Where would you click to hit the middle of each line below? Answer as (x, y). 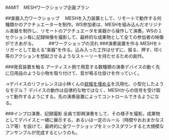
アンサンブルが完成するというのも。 (43, 132)
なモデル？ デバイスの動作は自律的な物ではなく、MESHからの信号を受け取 (83, 90)
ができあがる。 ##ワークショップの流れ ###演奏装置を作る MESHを (81, 43)
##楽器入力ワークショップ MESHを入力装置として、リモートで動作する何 (83, 18)
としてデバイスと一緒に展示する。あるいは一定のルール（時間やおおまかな (82, 120)
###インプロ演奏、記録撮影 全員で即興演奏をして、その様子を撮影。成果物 (83, 113)
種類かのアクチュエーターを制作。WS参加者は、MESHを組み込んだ (75, 25)
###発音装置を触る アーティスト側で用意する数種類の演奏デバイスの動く (80, 67)
